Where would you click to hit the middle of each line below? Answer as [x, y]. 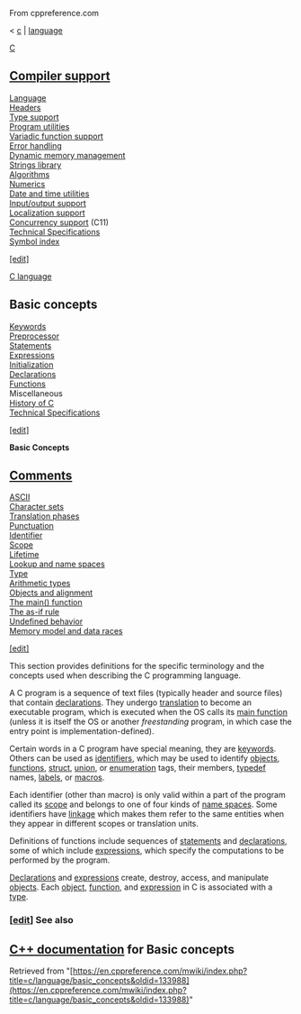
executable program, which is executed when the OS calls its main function [148, 712]
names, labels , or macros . [57, 777]
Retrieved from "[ [41, 971]
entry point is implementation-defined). [82, 731]
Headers [25, 107]
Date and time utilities [49, 194]
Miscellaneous [36, 393]
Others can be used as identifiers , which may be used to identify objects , [145, 758]
